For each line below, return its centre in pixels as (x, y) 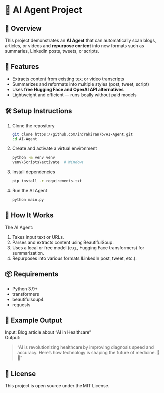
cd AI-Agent (25, 139)
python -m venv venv (34, 158)
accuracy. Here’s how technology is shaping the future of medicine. (86, 353)
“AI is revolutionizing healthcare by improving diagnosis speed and (85, 347)
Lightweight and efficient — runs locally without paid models (74, 95)
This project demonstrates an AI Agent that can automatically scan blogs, (81, 40)
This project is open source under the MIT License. (57, 386)
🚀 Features (22, 67)
